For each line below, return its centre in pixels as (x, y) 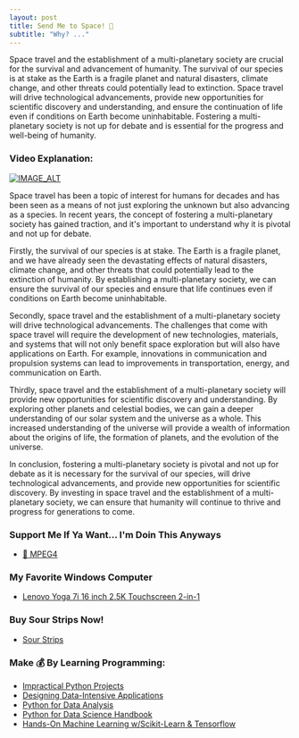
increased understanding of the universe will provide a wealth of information (149, 428)
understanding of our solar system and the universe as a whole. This (135, 418)
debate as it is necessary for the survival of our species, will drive (130, 474)
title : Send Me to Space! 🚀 (62, 26)
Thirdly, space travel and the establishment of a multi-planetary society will (148, 390)
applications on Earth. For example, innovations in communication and (138, 353)
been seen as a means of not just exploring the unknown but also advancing (149, 205)
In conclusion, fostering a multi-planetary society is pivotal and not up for (144, 464)
